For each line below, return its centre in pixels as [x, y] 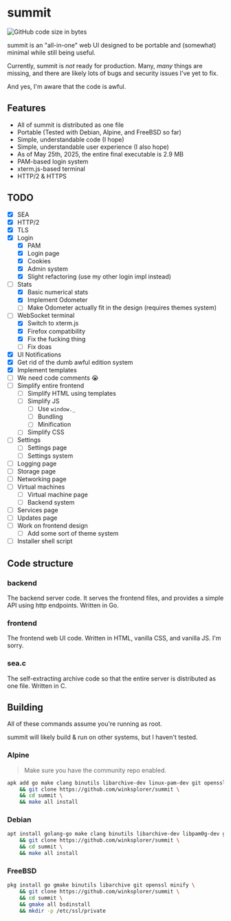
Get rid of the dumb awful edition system [75, 362]
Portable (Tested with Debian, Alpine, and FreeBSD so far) [99, 132]
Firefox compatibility [56, 331]
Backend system [51, 502]
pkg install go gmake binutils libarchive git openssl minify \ [101, 885]
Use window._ [56, 409]
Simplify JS [43, 401]
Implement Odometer [57, 300]
